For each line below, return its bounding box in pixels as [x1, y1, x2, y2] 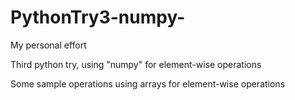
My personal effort [10, 39, 87, 51]
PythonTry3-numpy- [10, 6, 186, 29]
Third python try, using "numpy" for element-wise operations [10, 58, 262, 70]
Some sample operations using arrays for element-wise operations [10, 77, 286, 90]
